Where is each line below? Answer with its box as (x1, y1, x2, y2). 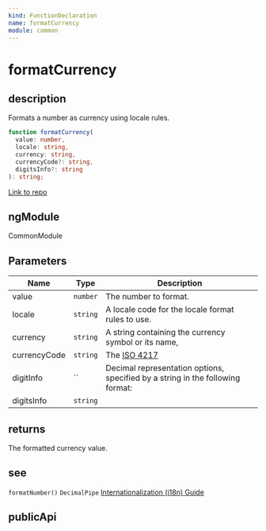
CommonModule (8, 231, 63, 240)
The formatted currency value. (8, 443, 108, 452)
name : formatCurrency (8, 19, 80, 27)
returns (8, 422, 46, 436)
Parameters (8, 254, 67, 267)
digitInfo (12, 372, 44, 383)
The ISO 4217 (105, 350, 158, 361)
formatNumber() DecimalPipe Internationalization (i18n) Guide (8, 487, 204, 497)
